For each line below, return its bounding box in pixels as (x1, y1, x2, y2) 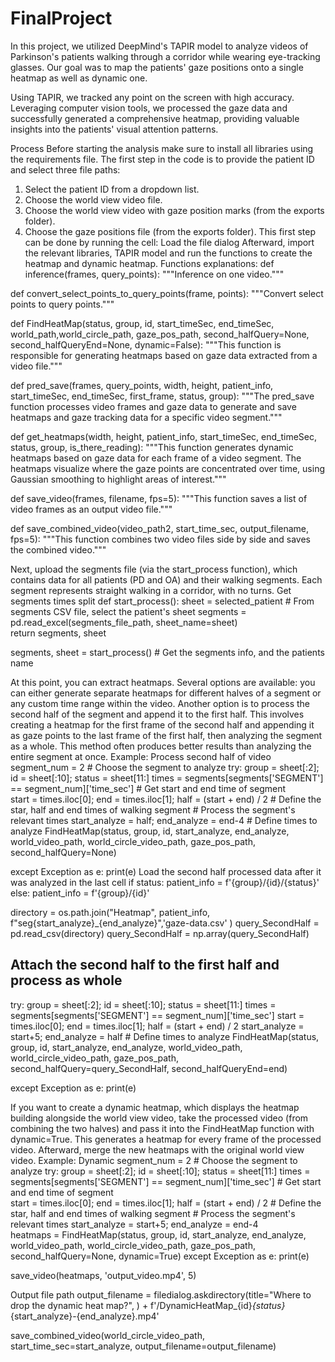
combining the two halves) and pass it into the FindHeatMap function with (10, 1122, 315, 1134)
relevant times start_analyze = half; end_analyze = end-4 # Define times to (10, 814, 318, 826)
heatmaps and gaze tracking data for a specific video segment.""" (10, 411, 283, 423)
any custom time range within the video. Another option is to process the (10, 697, 310, 709)
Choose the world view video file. (24, 193, 163, 206)
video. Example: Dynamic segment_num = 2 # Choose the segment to (10, 1154, 298, 1166)
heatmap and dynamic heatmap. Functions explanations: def (24, 257, 275, 269)
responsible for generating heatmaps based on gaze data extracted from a (10, 349, 318, 361)
